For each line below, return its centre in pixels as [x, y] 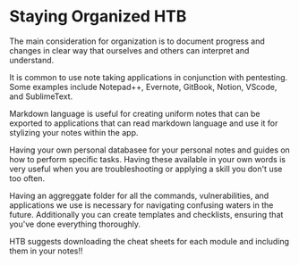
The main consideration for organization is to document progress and [137, 41]
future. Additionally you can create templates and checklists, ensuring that [146, 214]
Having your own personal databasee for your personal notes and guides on [150, 150]
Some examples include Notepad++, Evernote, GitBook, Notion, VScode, [143, 87]
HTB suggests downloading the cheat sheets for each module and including [149, 241]
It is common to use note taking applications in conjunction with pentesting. [149, 77]
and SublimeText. [41, 96]
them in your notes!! [46, 251]
